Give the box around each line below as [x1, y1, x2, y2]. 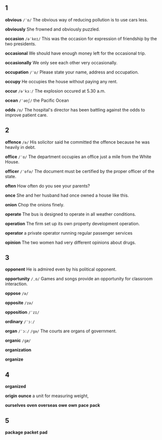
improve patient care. [5, 112, 48, 118]
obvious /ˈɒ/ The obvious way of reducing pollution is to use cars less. [5, 17, 148, 22]
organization [5, 347, 32, 353]
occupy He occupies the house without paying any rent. [5, 78, 118, 84]
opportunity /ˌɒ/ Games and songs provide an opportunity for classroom [5, 276, 153, 282]
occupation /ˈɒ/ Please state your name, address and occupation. [5, 69, 139, 75]
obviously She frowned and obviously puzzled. [5, 26, 100, 32]
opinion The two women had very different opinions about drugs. [5, 239, 136, 245]
